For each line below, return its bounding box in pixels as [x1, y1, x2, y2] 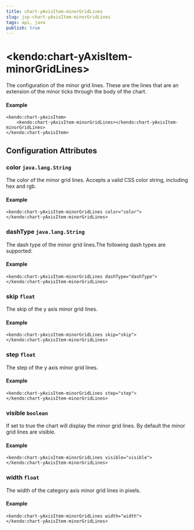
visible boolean [6, 409, 48, 417]
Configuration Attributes [6, 146, 97, 156]
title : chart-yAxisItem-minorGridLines [6, 8, 103, 15]
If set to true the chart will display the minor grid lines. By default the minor [6, 422, 185, 429]
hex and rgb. [6, 183, 37, 190]
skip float [6, 292, 36, 300]
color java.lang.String [6, 163, 72, 171]
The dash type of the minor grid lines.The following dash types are [6, 241, 166, 248]
